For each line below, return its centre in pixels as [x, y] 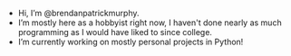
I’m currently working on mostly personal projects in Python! [131, 42]
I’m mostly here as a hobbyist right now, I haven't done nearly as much [150, 23]
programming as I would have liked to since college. [115, 32]
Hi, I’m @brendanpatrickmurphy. [78, 13]
